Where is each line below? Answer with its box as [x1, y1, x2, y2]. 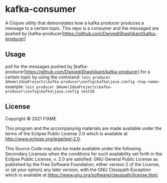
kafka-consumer [5, 3, 76, 15]
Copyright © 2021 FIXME [5, 115, 56, 121]
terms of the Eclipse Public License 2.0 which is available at [5, 130, 128, 136]
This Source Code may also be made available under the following [5, 145, 141, 151]
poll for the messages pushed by [5, 63, 73, 69]
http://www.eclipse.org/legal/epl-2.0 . [5, 136, 81, 142]
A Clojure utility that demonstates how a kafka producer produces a [5, 20, 145, 26]
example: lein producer [5, 84, 54, 90]
